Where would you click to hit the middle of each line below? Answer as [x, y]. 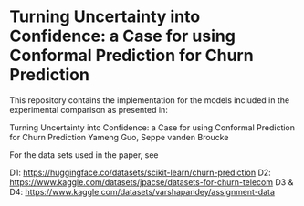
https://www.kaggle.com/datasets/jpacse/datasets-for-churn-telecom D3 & [152, 182]
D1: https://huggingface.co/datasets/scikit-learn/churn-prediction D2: [140, 172]
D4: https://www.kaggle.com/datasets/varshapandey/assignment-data [142, 191]
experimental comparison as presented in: [89, 109]
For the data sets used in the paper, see [84, 154]
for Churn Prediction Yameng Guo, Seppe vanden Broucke [119, 137]
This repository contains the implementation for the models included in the [150, 100]
